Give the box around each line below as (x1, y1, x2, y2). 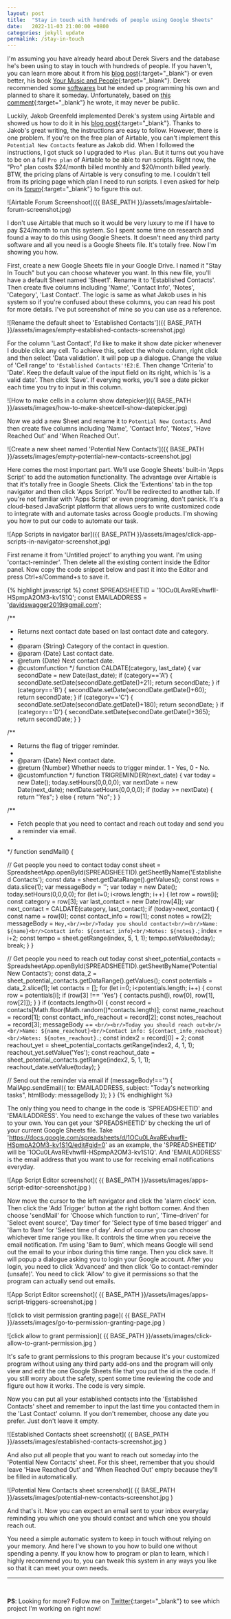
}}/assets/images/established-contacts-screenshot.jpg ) (7, 1437, 167, 1446)
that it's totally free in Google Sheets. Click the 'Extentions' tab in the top (7, 480, 213, 489)
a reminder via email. (16, 827, 77, 835)
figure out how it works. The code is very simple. (7, 1382, 146, 1390)
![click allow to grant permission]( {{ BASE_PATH (7, 1332, 144, 1340)
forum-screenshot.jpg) (7, 206, 71, 214)
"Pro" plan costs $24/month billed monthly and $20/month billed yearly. (7, 163, 211, 171)
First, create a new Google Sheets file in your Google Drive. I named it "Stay (7, 261, 222, 270)
